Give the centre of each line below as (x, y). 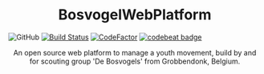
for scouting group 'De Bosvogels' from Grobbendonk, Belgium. (135, 61)
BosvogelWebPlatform (135, 15)
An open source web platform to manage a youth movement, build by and (135, 52)
